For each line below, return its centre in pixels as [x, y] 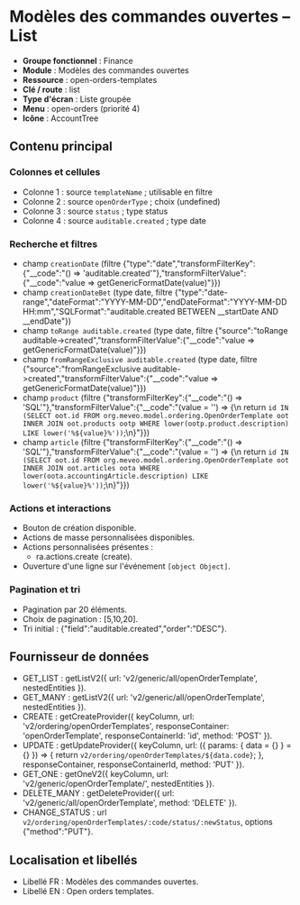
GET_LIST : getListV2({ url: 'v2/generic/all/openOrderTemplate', [140, 679]
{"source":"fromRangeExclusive [82, 369]
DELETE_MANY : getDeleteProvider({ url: [98, 793]
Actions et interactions [60, 508]
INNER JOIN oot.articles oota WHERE [91, 468]
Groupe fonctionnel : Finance [77, 60]
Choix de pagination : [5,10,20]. [80, 618]
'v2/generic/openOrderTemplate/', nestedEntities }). [118, 784]
